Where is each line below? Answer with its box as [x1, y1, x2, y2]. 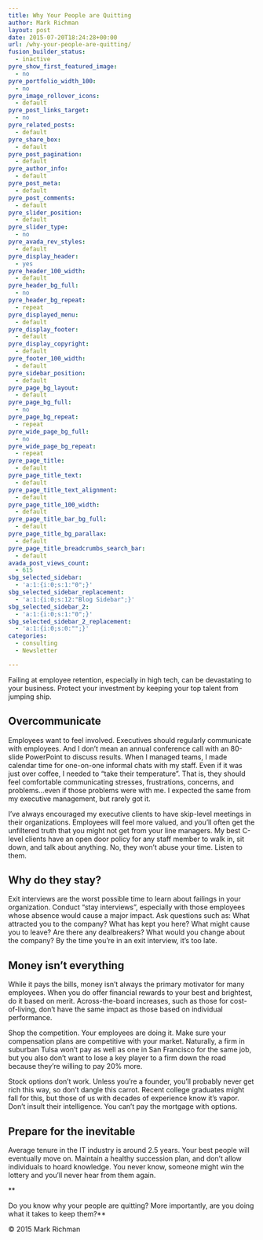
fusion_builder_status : [8, 48, 86, 56]
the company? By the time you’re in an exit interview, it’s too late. [8, 936, 217, 946]
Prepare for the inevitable [8, 1125, 136, 1138]
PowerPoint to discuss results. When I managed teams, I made [24, 752, 228, 762]
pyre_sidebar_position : [8, 369, 86, 377]
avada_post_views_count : [8, 559, 89, 567]
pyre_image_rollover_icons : [8, 92, 100, 100]
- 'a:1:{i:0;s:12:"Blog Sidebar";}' [15, 595, 135, 603]
